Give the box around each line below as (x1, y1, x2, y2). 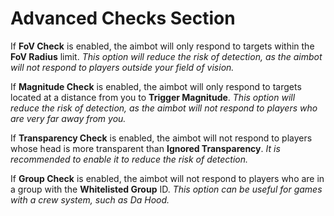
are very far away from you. (10, 112, 127, 124)
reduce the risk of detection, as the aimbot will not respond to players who (10, 102, 318, 114)
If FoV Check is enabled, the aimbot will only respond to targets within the (10, 40, 315, 52)
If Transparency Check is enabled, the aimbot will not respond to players (10, 132, 313, 144)
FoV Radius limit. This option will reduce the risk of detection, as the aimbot (10, 50, 323, 62)
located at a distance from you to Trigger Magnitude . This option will (10, 91, 296, 103)
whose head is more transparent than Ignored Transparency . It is (10, 142, 281, 154)
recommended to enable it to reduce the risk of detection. (10, 153, 249, 165)
